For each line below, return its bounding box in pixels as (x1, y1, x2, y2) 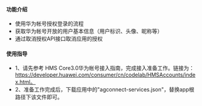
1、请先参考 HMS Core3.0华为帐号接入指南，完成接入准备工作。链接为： (14, 64, 195, 72)
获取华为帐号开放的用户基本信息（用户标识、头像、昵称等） (14, 28, 163, 35)
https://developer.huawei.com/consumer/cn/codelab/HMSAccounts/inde (14, 71, 196, 78)
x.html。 (14, 78, 36, 86)
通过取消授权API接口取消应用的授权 (14, 35, 103, 42)
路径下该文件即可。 (14, 93, 63, 101)
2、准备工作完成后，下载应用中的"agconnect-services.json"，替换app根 (14, 86, 195, 93)
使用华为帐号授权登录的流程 (14, 20, 84, 27)
